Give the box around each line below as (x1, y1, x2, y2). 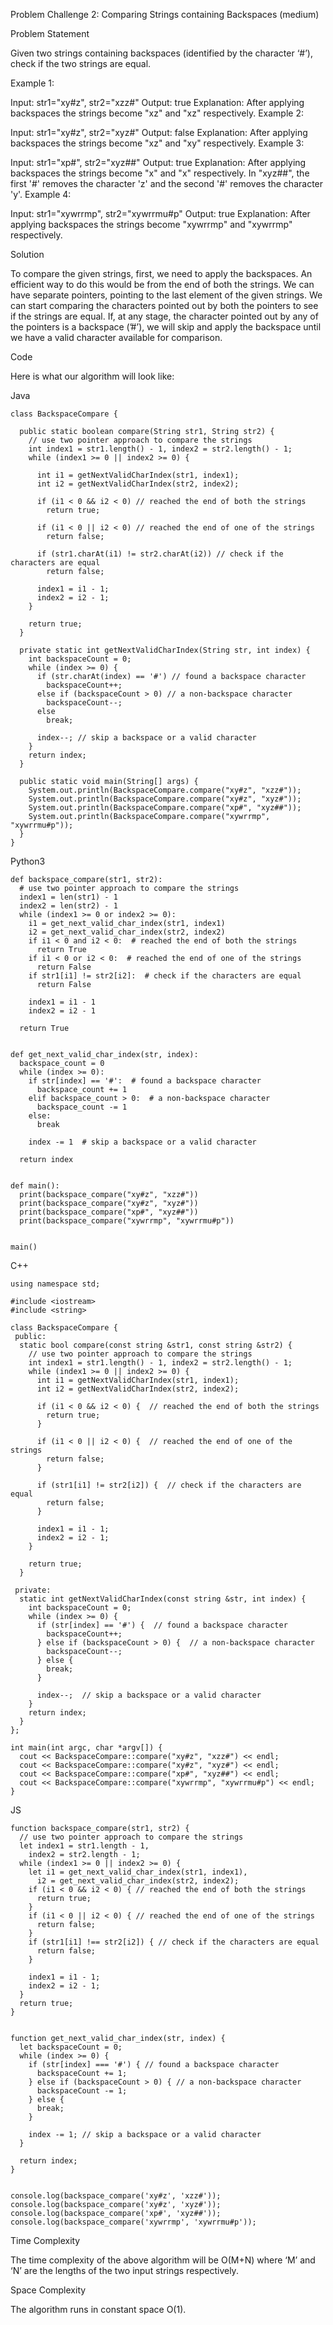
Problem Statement (10, 28, 90, 39)
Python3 (10, 855, 46, 867)
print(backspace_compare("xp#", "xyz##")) (19, 1207, 199, 1217)
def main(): (10, 1181, 60, 1191)
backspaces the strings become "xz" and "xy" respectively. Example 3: (10, 137, 305, 149)
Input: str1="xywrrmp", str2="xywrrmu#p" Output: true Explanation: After (10, 208, 311, 219)
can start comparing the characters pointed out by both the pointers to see (10, 300, 319, 311)
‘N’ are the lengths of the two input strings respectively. (10, 2265, 239, 2276)
